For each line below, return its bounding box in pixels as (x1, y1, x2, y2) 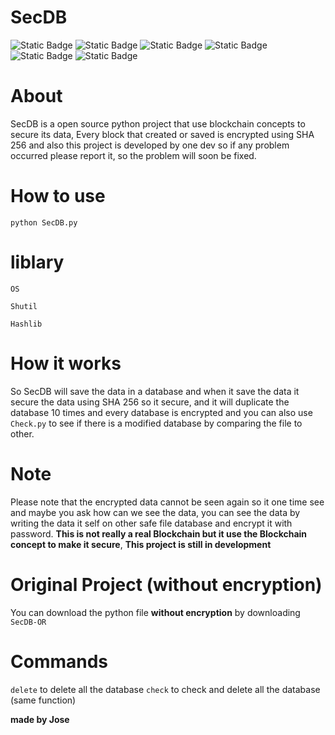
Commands (10, 650, 109, 673)
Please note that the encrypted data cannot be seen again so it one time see (10, 496, 325, 508)
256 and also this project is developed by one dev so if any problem (10, 139, 290, 151)
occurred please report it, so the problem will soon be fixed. (10, 149, 257, 161)
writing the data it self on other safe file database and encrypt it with (10, 517, 293, 529)
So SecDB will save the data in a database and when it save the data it (10, 385, 300, 397)
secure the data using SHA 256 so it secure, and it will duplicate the (10, 396, 290, 408)
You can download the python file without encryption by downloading (10, 606, 301, 618)
